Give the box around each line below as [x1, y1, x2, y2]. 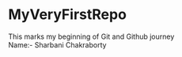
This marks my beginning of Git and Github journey [8, 32, 175, 41]
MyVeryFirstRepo [8, 6, 127, 24]
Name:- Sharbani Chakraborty [8, 40, 107, 49]
